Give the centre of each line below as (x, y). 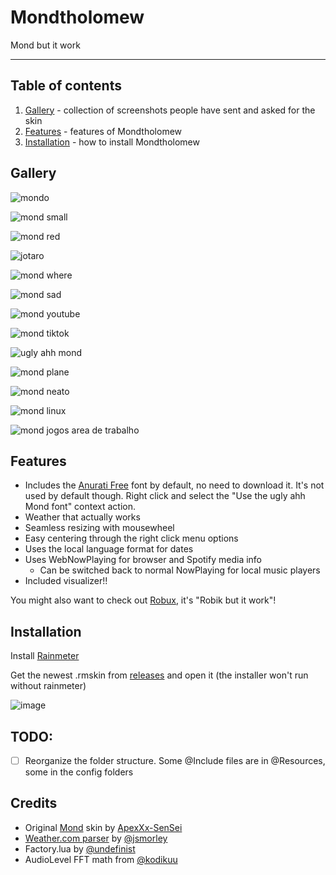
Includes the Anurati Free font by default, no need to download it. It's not (174, 485)
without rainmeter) (48, 686)
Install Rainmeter (45, 656)
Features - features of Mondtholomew (103, 131)
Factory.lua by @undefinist (80, 848)
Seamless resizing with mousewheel (99, 528)
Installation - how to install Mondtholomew (112, 142)
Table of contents (66, 86)
